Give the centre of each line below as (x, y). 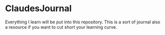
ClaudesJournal (38, 9)
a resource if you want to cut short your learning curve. (61, 27)
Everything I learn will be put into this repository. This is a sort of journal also (83, 22)
